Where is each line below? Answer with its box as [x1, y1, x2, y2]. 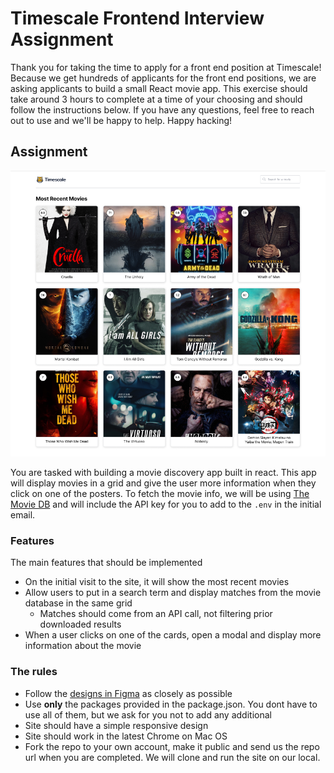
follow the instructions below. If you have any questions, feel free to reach [10, 103, 315, 116]
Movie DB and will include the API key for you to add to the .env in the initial [10, 498, 322, 511]
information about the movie [24, 640, 142, 652]
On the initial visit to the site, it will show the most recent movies [24, 576, 290, 588]
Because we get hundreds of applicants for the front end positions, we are [10, 72, 317, 84]
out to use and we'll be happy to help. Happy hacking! [10, 114, 233, 126]
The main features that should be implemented [10, 557, 203, 569]
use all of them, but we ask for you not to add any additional [24, 708, 272, 721]
